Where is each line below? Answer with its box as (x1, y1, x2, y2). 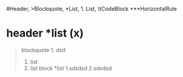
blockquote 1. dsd (21, 46, 65, 53)
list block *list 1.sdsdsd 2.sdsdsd (30, 64, 112, 72)
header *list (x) (6, 27, 84, 40)
